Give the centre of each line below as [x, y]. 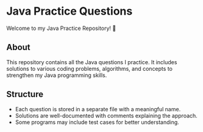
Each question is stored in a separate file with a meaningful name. [98, 109]
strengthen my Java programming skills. [57, 75]
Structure [25, 94]
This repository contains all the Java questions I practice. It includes [92, 62]
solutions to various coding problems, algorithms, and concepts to [89, 68]
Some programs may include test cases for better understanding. [97, 122]
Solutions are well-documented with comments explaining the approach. [106, 116]
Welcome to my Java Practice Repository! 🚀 [61, 28]
